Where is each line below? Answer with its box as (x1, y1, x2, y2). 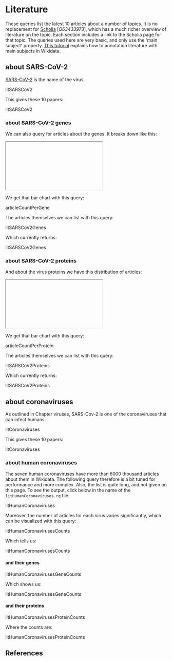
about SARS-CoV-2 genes (5, 119, 71, 126)
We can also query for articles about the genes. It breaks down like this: (5, 131, 157, 137)
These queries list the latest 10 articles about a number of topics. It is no (5, 21, 158, 27)
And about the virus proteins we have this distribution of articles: (5, 269, 142, 275)
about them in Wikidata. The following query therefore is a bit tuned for (5, 476, 156, 482)
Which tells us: (5, 538, 37, 544)
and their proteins (5, 602, 45, 609)
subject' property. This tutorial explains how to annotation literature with (5, 42, 158, 48)
